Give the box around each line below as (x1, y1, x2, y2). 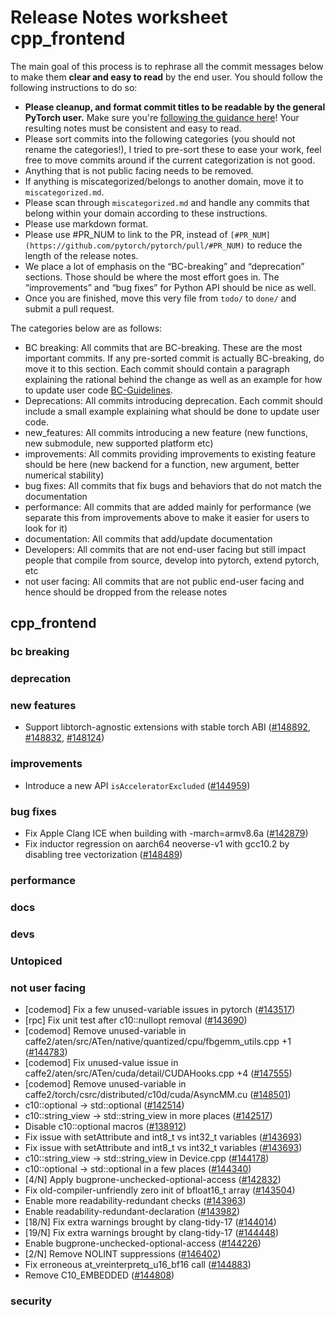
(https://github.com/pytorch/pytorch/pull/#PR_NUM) (24, 241, 245, 251)
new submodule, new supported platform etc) (24, 437, 214, 449)
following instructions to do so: (10, 81, 138, 93)
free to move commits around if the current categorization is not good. (24, 154, 316, 166)
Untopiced (10, 954, 63, 968)
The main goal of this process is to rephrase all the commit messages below (10, 60, 324, 72)
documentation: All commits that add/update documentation (24, 532, 273, 545)
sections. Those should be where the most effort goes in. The (24, 271, 280, 283)
